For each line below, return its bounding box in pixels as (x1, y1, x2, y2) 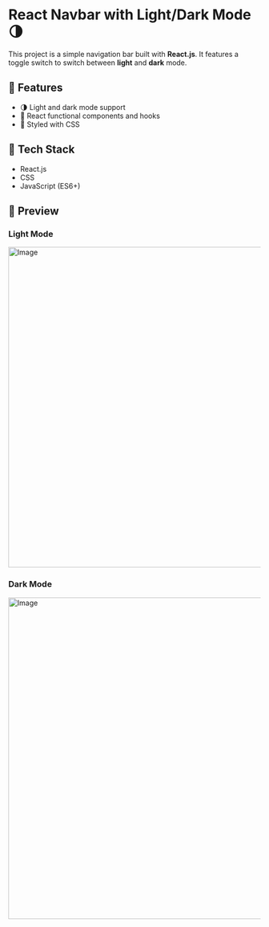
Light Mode (8, 228, 54, 239)
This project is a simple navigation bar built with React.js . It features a (8, 49, 239, 59)
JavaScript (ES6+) (19, 181, 81, 190)
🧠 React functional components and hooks (19, 111, 160, 120)
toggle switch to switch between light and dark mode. (8, 58, 187, 67)
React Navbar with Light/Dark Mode (8, 6, 252, 24)
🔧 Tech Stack (8, 143, 75, 157)
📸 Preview (8, 204, 59, 218)
